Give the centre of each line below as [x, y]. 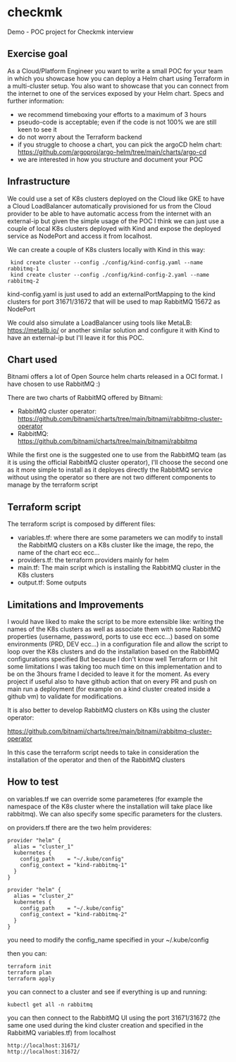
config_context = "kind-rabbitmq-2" [74, 914]
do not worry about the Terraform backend [80, 137]
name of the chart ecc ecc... [58, 553]
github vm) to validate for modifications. [65, 696]
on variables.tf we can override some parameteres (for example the [105, 799]
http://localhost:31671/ [44, 1045]
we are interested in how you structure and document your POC [110, 159]
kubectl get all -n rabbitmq [50, 1004]
